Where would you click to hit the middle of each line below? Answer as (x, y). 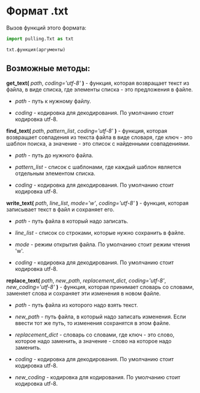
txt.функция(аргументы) (36, 49)
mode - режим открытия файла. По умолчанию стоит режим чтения (102, 244)
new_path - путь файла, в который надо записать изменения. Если (100, 317)
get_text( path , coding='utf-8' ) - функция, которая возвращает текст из (98, 83)
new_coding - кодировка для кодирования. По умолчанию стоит (98, 377)
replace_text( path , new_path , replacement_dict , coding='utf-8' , (86, 280)
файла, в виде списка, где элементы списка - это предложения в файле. (100, 89)
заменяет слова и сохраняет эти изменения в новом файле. (83, 293)
